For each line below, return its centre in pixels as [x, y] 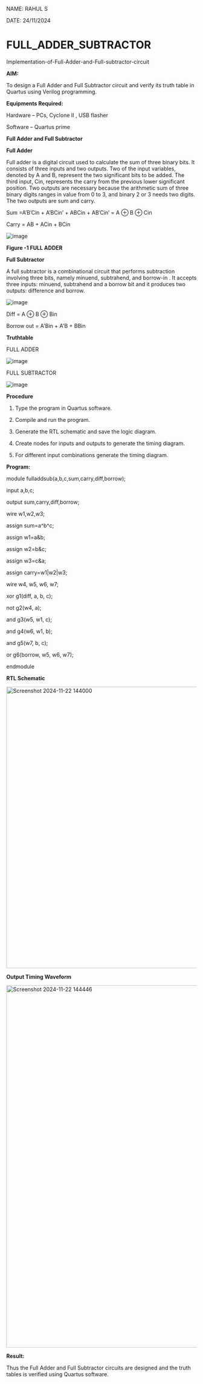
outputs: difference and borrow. [46, 290]
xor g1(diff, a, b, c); [30, 596]
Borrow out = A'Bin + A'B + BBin [46, 326]
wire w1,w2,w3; [26, 513]
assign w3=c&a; [26, 561]
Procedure [20, 396]
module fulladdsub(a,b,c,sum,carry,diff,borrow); [66, 478]
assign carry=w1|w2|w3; [37, 572]
